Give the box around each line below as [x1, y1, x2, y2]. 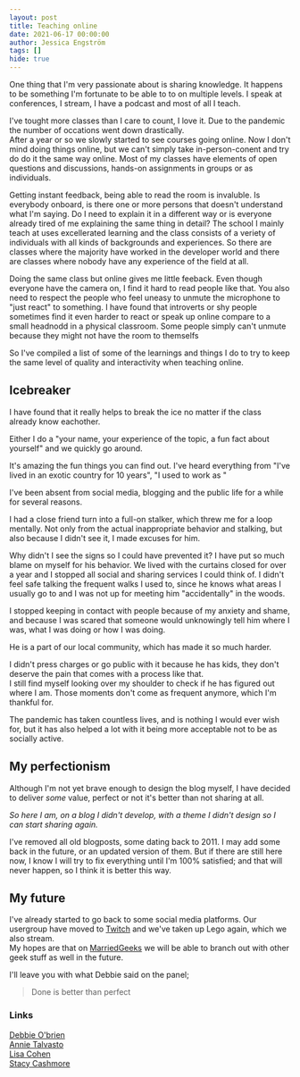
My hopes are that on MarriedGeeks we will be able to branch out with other [9, 943, 290, 954]
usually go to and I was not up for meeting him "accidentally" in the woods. [9, 588, 286, 598]
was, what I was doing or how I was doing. [9, 624, 166, 635]
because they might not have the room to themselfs [9, 330, 199, 340]
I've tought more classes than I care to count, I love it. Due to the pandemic [9, 115, 286, 126]
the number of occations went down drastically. [9, 125, 185, 135]
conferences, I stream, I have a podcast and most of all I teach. [9, 98, 241, 108]
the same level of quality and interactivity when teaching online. [9, 357, 244, 367]
